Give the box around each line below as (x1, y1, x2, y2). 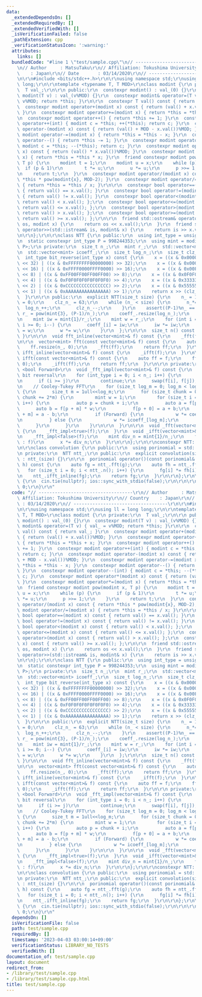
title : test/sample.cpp (6, 981, 66, 988)
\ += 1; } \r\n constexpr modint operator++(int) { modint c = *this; (17, 545, 198, 551)
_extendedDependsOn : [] (11, 14, 71, 20)
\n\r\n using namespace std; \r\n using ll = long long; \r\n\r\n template (17, 506, 198, 512)
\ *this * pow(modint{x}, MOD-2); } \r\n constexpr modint (17, 177, 168, 183)
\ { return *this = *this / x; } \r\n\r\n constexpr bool (17, 182, 165, 188)
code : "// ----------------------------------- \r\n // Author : (11, 489, 185, 496)
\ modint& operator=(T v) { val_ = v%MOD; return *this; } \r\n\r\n (17, 523, 189, 529)
